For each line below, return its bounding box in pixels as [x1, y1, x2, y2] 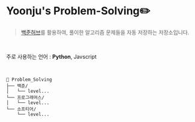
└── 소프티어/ [6, 106, 37, 112]
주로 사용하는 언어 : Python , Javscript [6, 53, 97, 60]
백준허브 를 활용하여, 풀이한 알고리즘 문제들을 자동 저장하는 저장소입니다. [20, 29, 190, 36]
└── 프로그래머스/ [6, 94, 45, 100]
